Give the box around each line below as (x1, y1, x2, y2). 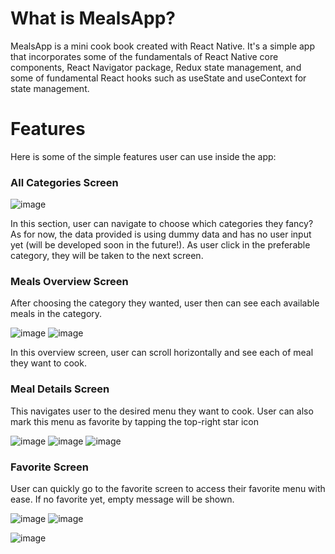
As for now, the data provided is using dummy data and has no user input (10, 228, 312, 241)
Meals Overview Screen (10, 275, 129, 289)
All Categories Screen (10, 175, 119, 189)
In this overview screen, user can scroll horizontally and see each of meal (10, 347, 314, 359)
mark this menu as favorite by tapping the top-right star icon (10, 415, 259, 427)
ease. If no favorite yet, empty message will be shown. (10, 493, 235, 506)
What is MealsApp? (10, 7, 176, 30)
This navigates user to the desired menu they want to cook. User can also (10, 405, 314, 417)
